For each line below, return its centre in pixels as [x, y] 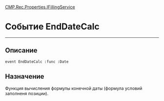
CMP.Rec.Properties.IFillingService [40, 7]
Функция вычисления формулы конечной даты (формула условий [74, 88]
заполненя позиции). [27, 93]
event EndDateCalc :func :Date [37, 62]
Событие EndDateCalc [52, 27]
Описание [21, 50]
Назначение [25, 76]
